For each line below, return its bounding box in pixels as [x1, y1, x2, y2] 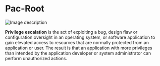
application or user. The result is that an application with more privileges [5, 45, 153, 51]
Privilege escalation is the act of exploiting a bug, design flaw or [5, 29, 138, 35]
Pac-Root [5, 3, 45, 14]
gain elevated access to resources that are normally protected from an [5, 39, 149, 45]
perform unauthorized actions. [5, 55, 67, 61]
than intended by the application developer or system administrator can [5, 50, 151, 56]
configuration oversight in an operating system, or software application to [5, 34, 155, 40]
